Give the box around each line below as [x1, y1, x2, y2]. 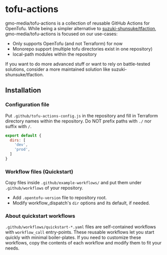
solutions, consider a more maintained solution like [5, 66, 111, 72]
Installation [5, 86, 41, 95]
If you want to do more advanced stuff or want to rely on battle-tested [5, 61, 150, 67]
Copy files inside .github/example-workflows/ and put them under [5, 180, 142, 186]
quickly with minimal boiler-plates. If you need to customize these [5, 234, 141, 240]
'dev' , [14, 142, 28, 148]
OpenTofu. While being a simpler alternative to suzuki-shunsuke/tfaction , [5, 25, 157, 31]
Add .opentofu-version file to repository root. [12, 195, 107, 201]
